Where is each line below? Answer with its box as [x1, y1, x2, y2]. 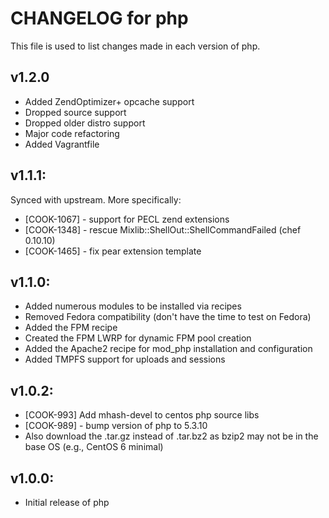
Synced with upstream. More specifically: [10, 193, 182, 206]
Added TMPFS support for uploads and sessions [24, 353, 226, 366]
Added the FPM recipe [24, 322, 118, 334]
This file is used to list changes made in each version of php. [10, 40, 261, 52]
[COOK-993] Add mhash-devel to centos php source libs [24, 409, 260, 421]
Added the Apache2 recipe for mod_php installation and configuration [24, 343, 313, 355]
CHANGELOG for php [10, 7, 189, 30]
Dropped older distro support [24, 117, 146, 129]
